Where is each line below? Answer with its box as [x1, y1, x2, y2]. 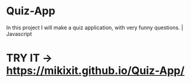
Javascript [6, 30, 32, 37]
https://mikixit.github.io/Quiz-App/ [6, 64, 185, 78]
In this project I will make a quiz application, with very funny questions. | [6, 24, 183, 31]
